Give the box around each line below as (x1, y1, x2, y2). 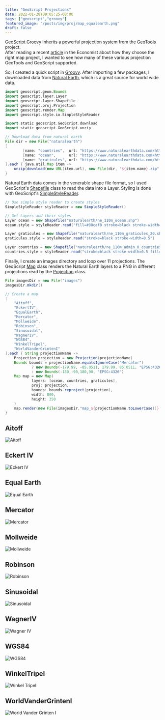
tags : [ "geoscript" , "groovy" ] (5, 16, 67, 21)
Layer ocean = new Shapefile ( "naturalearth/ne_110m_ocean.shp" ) (5, 218, 139, 223)
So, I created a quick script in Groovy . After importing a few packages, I (5, 69, 150, 75)
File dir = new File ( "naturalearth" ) (5, 139, 82, 144)
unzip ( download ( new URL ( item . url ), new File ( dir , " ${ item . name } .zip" (14, 167, 160, 172)
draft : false (5, 26, 32, 30)
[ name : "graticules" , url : (23, 157, 78, 162)
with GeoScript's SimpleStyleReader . (5, 190, 80, 196)
